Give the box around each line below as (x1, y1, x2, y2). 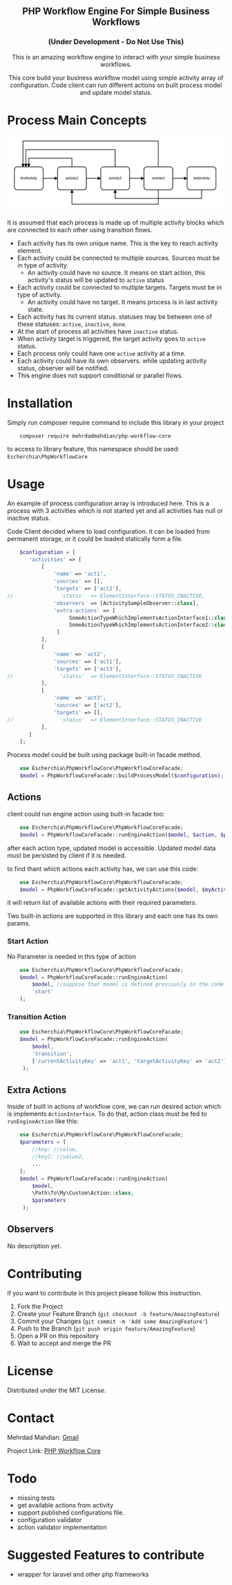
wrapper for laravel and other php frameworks (17, 1570, 149, 1578)
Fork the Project (17, 1302, 64, 1311)
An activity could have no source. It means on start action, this (27, 268, 206, 276)
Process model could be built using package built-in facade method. (7, 751, 202, 759)
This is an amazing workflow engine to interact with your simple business (11, 53, 221, 61)
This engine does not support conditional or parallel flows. (17, 371, 184, 379)
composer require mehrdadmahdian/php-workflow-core (19, 432, 171, 440)
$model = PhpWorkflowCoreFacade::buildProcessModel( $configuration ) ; (19, 772, 224, 780)
